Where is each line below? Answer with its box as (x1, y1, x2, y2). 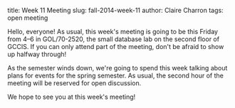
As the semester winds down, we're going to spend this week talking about (7, 64, 228, 72)
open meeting (7, 13, 48, 22)
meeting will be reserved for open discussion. (7, 79, 142, 87)
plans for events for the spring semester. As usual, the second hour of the (7, 71, 224, 80)
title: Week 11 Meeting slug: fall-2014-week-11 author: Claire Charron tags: (7, 6, 224, 14)
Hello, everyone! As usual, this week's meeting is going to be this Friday (7, 28, 219, 36)
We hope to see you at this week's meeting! (7, 92, 136, 101)
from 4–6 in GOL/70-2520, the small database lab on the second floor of (7, 35, 219, 43)
